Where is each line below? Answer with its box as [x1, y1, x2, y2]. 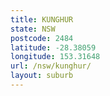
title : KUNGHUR [10, 14, 74, 25]
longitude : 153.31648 [10, 52, 101, 62]
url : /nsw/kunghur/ [10, 61, 92, 71]
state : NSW [10, 24, 56, 34]
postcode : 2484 [10, 33, 74, 43]
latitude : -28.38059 [10, 42, 97, 53]
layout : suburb [10, 71, 74, 81]
